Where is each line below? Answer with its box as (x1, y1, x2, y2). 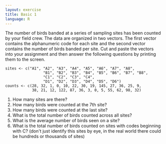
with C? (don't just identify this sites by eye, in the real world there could (12, 128, 161, 134)
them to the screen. (5, 57, 46, 63)
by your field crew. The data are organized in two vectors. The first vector (5, 35, 157, 41)
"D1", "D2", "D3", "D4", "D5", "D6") (43, 79, 122, 84)
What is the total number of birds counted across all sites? (12, 112, 132, 118)
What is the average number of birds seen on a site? (12, 118, 120, 124)
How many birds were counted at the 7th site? (12, 102, 107, 108)
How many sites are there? (12, 96, 67, 102)
